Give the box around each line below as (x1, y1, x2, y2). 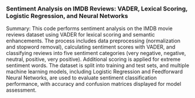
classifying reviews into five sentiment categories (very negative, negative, (6, 50, 186, 57)
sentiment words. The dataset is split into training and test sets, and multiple (6, 62, 190, 69)
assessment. (6, 86, 37, 94)
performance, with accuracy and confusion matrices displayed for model (6, 81, 182, 88)
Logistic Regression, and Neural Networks (6, 12, 128, 20)
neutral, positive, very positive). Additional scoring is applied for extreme (6, 56, 181, 63)
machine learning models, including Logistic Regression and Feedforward (6, 68, 183, 75)
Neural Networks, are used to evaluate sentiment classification (6, 74, 157, 81)
